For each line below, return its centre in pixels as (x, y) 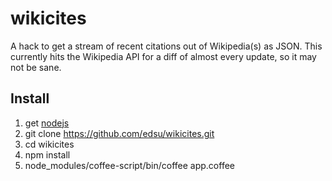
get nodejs (47, 123)
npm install (47, 154)
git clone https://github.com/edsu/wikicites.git (119, 133)
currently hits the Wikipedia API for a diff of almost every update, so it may (163, 56)
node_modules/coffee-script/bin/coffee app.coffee (129, 165)
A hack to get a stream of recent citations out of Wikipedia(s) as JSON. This (166, 46)
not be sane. (36, 67)
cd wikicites (49, 144)
